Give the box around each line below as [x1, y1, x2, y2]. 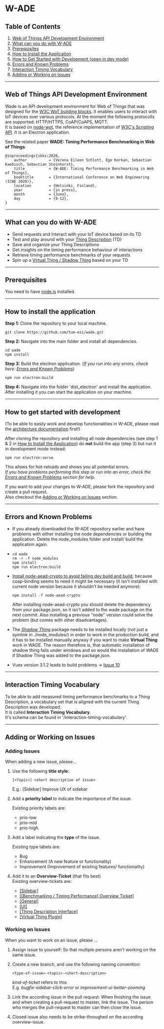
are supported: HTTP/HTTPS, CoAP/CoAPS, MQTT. [5, 119, 108, 125]
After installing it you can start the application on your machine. [5, 389, 133, 395]
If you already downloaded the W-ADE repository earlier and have [12, 525, 145, 531]
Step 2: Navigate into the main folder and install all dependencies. [5, 338, 138, 344]
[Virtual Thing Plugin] [19, 914, 62, 920]
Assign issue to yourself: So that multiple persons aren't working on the [12, 946, 156, 952]
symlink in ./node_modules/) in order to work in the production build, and [12, 631, 159, 637]
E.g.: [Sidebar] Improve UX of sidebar [12, 786, 88, 792]
